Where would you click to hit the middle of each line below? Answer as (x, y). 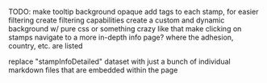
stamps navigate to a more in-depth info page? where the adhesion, (121, 37)
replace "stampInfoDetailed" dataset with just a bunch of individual (120, 61)
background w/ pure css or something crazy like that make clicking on (125, 29)
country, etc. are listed (46, 46)
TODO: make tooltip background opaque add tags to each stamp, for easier (133, 12)
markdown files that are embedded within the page (93, 70)
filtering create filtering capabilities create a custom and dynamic (117, 20)
